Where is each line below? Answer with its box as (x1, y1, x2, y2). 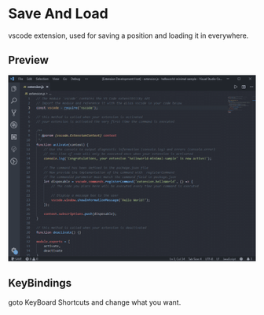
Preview (8, 54, 49, 67)
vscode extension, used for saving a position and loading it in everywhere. (8, 31, 249, 40)
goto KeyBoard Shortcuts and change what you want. (8, 297, 181, 307)
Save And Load (8, 5, 108, 23)
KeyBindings (8, 276, 72, 290)
